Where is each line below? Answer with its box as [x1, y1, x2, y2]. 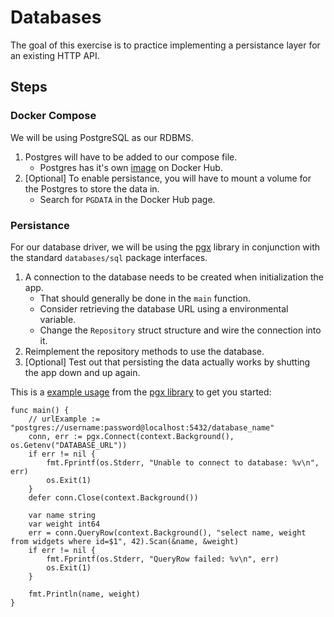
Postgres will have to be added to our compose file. [24, 151, 238, 163]
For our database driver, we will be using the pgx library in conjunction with [10, 241, 321, 253]
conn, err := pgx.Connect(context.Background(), [28, 431, 235, 441]
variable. [39, 313, 77, 325]
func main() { [10, 405, 70, 415]
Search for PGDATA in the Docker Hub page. [39, 193, 216, 205]
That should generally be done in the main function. [39, 292, 252, 304]
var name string [28, 510, 97, 520]
